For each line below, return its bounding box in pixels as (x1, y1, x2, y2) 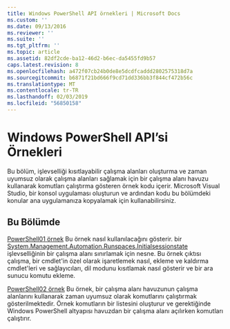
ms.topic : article (7, 49, 60, 56)
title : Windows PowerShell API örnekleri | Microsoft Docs (7, 10, 181, 17)
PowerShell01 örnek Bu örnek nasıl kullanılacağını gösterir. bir (7, 235, 182, 243)
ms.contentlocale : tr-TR (7, 87, 79, 94)
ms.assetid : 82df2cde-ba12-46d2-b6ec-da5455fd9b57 (7, 55, 156, 62)
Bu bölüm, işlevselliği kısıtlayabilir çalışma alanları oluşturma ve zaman (7, 167, 207, 175)
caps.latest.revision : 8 (7, 61, 79, 68)
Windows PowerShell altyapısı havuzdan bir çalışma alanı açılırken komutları (7, 306, 223, 315)
